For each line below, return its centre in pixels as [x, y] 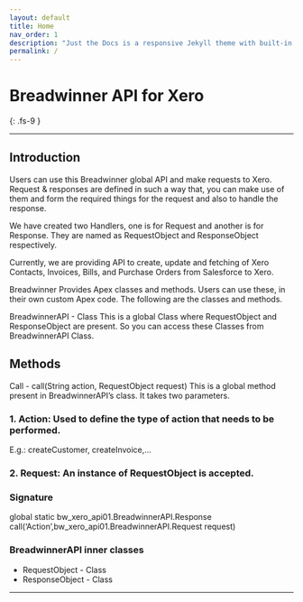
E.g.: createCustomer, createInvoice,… [80, 449]
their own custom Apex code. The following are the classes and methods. [146, 299]
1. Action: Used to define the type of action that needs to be [142, 419]
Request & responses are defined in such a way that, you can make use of [147, 189]
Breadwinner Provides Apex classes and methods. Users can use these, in [147, 289]
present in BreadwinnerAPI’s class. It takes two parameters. [119, 395]
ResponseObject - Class [67, 579]
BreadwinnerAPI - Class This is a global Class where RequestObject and [143, 316]
